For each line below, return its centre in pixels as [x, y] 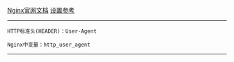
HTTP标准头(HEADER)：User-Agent [52, 31]
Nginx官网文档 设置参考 [41, 10]
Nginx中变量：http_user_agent [49, 45]
